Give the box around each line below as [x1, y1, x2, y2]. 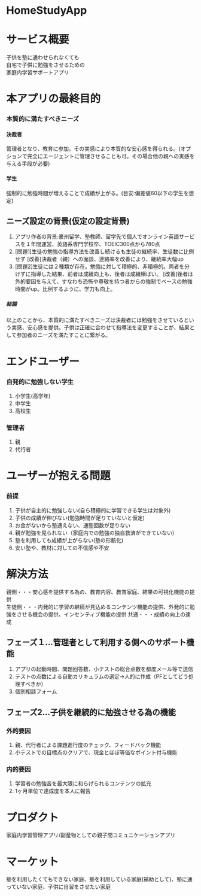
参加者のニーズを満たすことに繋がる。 [16, 332, 111, 339]
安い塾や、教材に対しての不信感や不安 [14, 544, 109, 551]
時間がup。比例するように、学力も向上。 [14, 285, 116, 293]
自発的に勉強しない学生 [6, 378, 74, 386]
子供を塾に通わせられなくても [6, 54, 80, 61]
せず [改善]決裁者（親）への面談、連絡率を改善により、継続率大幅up [14, 256, 184, 263]
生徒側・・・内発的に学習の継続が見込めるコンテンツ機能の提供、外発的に [6, 603, 190, 611]
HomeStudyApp [6, 4, 87, 17]
